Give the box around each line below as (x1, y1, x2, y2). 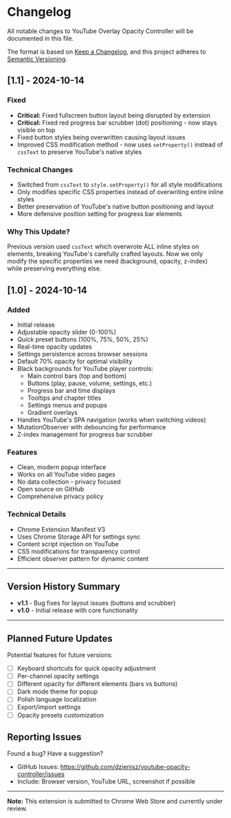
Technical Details (7, 510, 67, 519)
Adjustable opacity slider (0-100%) (16, 327, 117, 336)
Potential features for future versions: (7, 651, 113, 659)
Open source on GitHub (16, 485, 85, 493)
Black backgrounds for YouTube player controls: (16, 364, 154, 372)
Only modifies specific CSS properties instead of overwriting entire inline (16, 187, 223, 196)
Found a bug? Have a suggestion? (7, 749, 104, 757)
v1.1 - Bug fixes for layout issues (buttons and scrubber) (16, 599, 176, 607)
